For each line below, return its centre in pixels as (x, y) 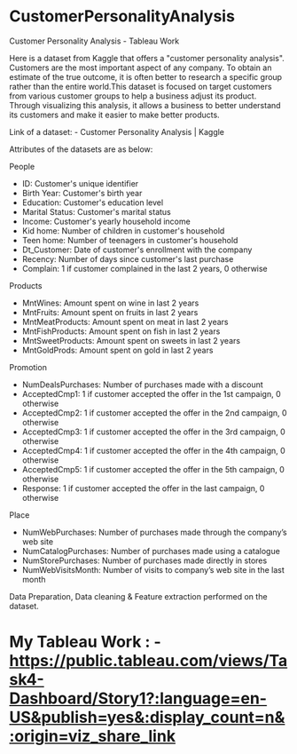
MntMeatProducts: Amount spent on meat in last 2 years (125, 321)
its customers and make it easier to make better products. (114, 115)
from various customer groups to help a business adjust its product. (133, 96)
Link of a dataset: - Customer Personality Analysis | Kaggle (117, 131)
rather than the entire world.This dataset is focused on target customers (141, 86)
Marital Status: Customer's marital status (96, 211)
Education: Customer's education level (93, 202)
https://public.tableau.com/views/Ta (148, 661)
